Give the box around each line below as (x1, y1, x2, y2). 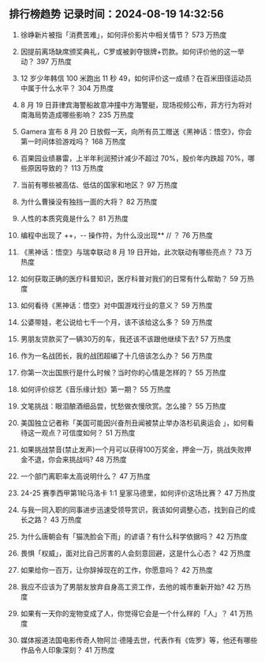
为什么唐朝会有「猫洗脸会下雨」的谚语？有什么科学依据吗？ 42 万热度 (20, 532, 248, 541)
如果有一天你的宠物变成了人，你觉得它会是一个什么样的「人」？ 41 (20, 608, 237, 618)
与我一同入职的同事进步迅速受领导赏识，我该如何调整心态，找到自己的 (20, 505, 249, 514)
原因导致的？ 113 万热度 (27, 163, 104, 172)
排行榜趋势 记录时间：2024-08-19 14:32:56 (9, 7, 224, 21)
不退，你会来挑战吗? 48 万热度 (27, 454, 127, 464)
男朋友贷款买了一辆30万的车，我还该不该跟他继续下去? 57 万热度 (20, 334, 232, 344)
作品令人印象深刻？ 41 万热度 (20, 645, 115, 654)
